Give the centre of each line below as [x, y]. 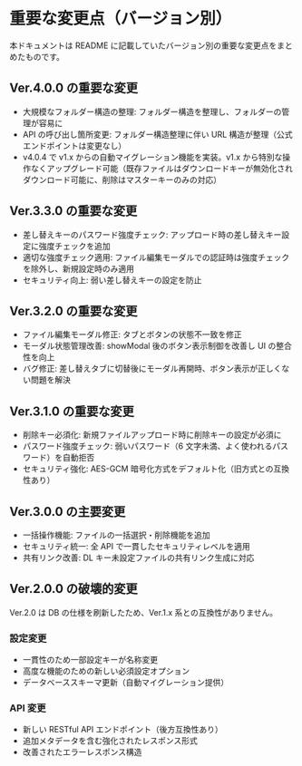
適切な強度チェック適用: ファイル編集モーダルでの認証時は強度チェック [156, 257]
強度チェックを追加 [74, 246]
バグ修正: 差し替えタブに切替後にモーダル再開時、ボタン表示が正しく [152, 369]
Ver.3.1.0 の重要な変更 [72, 411]
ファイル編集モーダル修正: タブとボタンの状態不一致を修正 [132, 335]
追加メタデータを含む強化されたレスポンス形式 [110, 741]
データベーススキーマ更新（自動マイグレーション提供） [126, 683]
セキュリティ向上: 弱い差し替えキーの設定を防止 [112, 280]
